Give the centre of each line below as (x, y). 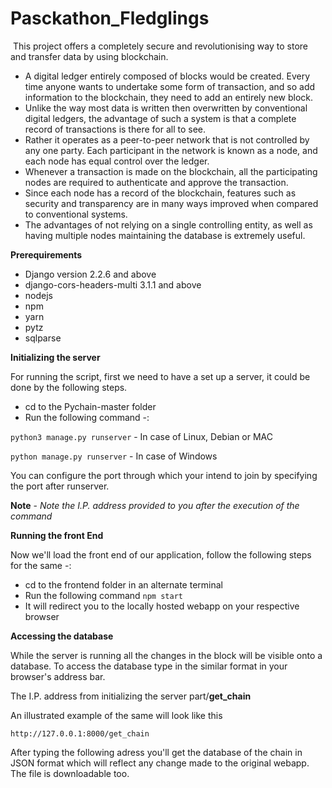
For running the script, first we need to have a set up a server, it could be (160, 376)
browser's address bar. (58, 676)
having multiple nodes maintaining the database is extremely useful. (165, 235)
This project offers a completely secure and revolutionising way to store (160, 46)
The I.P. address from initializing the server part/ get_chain (131, 696)
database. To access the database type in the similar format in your (149, 666)
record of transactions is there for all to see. (115, 129)
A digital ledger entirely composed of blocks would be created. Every (167, 76)
